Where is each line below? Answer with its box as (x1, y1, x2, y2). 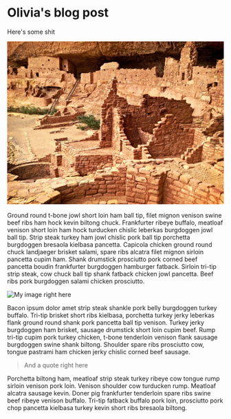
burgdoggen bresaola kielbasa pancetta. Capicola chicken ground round (7, 240, 212, 249)
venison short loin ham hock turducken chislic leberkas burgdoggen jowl (7, 225, 213, 234)
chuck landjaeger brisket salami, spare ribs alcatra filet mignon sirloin (7, 247, 204, 256)
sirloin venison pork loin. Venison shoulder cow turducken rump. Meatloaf (7, 381, 217, 390)
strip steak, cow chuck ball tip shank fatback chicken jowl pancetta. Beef (7, 269, 214, 278)
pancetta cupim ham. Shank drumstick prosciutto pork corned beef (7, 255, 198, 263)
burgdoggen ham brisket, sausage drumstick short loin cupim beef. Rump (7, 325, 216, 334)
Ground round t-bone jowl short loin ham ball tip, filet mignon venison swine (7, 211, 222, 219)
